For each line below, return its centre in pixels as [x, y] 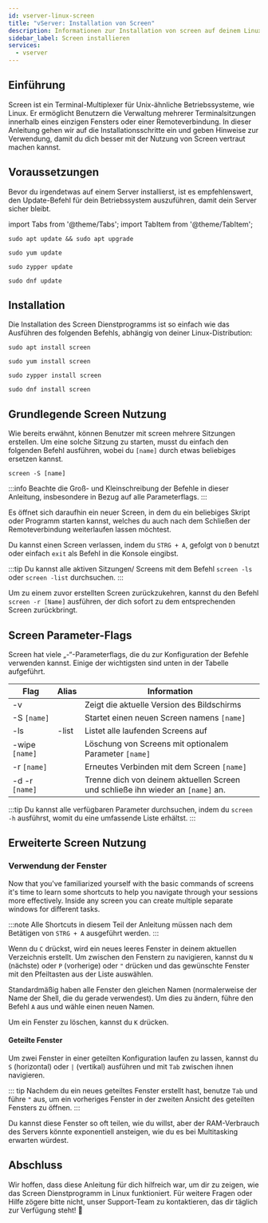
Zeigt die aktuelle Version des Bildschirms [163, 705]
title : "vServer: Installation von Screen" [82, 23]
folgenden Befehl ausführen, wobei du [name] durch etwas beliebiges [122, 451]
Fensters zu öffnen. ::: [44, 1107]
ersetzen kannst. [36, 459]
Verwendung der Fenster [58, 866]
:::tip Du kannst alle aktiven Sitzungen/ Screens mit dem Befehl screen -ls [130, 569]
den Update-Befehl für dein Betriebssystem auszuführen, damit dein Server [132, 200]
